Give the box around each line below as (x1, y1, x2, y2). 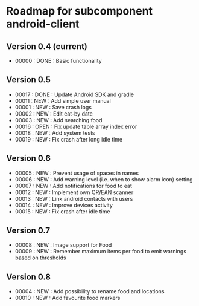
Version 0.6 (6, 153, 51, 164)
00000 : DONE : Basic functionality (14, 57, 103, 64)
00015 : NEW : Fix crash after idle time (14, 207, 110, 215)
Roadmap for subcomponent (6, 4, 153, 18)
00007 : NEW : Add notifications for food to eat (14, 182, 133, 189)
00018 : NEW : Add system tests (14, 129, 95, 137)
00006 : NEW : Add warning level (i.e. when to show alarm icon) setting (14, 175, 193, 183)
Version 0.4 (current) (6, 41, 87, 51)
